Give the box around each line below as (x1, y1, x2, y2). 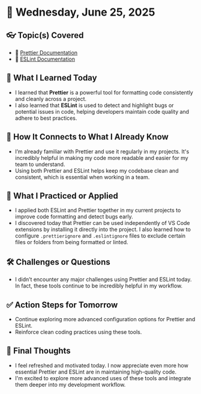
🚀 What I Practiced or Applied (6, 191, 118, 201)
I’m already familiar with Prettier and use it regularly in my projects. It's (14, 147, 190, 155)
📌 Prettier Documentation (14, 49, 78, 56)
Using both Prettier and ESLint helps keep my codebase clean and (14, 167, 179, 174)
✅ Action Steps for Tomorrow (6, 300, 118, 310)
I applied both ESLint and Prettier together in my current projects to (14, 207, 181, 214)
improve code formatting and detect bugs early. (14, 213, 133, 220)
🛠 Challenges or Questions (6, 257, 111, 267)
